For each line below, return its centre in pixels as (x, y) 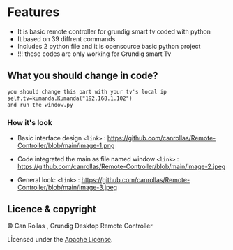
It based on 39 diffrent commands (66, 38)
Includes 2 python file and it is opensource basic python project (109, 46)
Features (33, 12)
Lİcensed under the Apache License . (60, 240)
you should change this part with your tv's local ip (87, 91)
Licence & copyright (52, 209)
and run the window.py (40, 105)
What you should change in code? (83, 76)
